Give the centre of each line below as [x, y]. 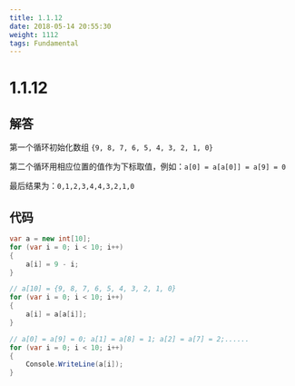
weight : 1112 [34, 35]
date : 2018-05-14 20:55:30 [60, 26]
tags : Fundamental [44, 43]
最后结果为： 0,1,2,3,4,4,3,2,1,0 [72, 186]
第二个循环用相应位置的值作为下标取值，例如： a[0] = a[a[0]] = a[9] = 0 [147, 167]
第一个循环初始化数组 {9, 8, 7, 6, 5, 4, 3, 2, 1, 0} [111, 147]
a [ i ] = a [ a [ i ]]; [57, 314]
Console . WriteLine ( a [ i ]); [75, 364]
